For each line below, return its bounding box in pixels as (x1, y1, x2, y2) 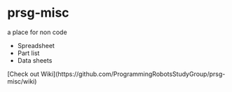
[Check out (7, 70, 40, 78)
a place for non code (7, 28, 68, 36)
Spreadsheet (17, 41, 55, 49)
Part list (17, 49, 40, 57)
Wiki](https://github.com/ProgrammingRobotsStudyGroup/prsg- (41, 70, 226, 78)
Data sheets (17, 56, 53, 64)
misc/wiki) (7, 77, 37, 85)
